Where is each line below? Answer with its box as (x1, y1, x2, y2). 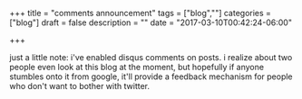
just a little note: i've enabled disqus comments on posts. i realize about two (9, 52, 293, 62)
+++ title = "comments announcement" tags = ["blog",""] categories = (9, 8, 272, 18)
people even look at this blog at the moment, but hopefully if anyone (9, 62, 265, 72)
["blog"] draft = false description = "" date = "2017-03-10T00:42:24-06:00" (9, 17, 293, 28)
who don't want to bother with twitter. (9, 81, 150, 91)
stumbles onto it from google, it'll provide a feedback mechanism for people (9, 71, 293, 82)
